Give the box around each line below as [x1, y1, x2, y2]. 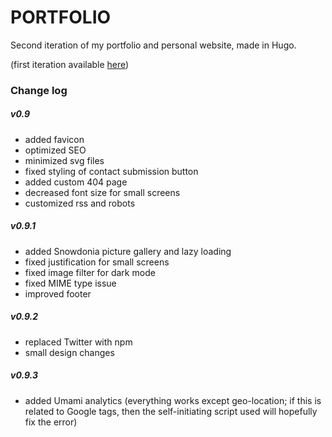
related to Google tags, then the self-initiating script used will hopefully [24, 405, 318, 417]
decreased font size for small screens [24, 186, 181, 198]
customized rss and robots [24, 197, 136, 209]
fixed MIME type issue [24, 277, 117, 289]
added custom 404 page [24, 176, 128, 188]
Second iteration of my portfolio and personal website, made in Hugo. [10, 39, 297, 51]
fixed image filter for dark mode [24, 266, 156, 278]
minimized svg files [24, 154, 105, 166]
